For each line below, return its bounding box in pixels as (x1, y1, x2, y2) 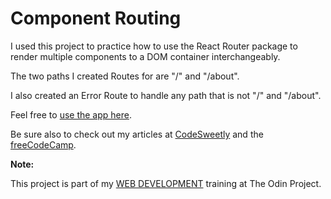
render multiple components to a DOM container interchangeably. (10, 50, 281, 62)
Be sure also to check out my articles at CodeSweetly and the (10, 128, 264, 140)
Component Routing (10, 7, 182, 30)
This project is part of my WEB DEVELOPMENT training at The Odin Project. (10, 177, 322, 189)
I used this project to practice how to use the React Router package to (10, 40, 298, 52)
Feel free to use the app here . (10, 108, 132, 121)
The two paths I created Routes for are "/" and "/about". (10, 70, 240, 82)
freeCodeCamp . (10, 138, 77, 151)
